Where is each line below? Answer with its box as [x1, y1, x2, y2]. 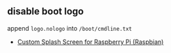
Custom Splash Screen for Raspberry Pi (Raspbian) [17, 38, 164, 46]
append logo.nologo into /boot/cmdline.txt [7, 24, 132, 32]
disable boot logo [7, 6, 84, 17]
